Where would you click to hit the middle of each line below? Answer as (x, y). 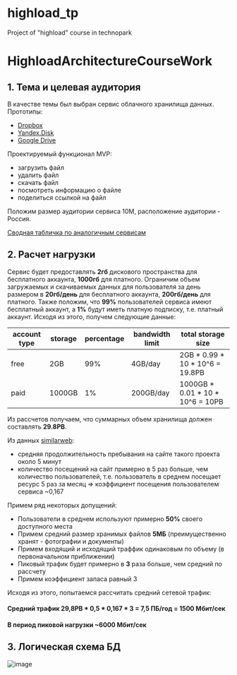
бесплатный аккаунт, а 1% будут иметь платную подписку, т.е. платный (115, 309)
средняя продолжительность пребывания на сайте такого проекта (119, 454)
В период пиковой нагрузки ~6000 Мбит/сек (77, 625)
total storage (203, 334)
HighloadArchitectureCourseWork (110, 61)
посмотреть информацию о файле (69, 190)
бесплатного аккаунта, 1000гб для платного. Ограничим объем (104, 279)
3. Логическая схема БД (64, 647)
